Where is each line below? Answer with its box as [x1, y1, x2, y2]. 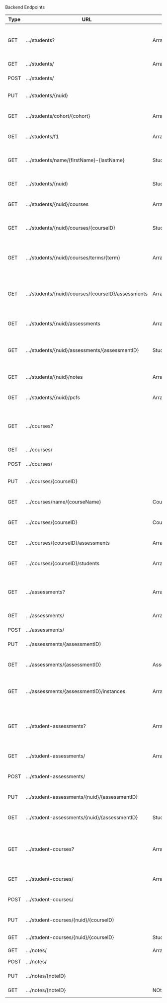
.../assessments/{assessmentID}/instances [25, 688, 126, 695]
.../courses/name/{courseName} [25, 499, 101, 505]
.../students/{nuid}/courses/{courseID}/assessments [25, 290, 148, 297]
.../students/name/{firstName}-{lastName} [25, 157, 125, 164]
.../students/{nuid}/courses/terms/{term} [25, 254, 120, 261]
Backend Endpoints [5, 4, 45, 10]
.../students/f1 [25, 133, 59, 140]
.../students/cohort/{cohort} [25, 113, 90, 119]
